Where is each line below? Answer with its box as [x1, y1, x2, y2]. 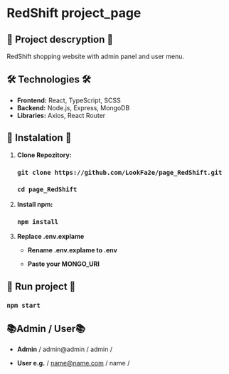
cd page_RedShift [16, 186, 78, 193]
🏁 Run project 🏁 [6, 280, 76, 292]
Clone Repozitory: [16, 151, 72, 159]
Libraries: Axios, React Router [16, 111, 106, 119]
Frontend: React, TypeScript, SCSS [16, 96, 122, 105]
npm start [6, 301, 41, 310]
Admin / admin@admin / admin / [16, 345, 113, 353]
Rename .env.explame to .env [27, 246, 118, 255]
